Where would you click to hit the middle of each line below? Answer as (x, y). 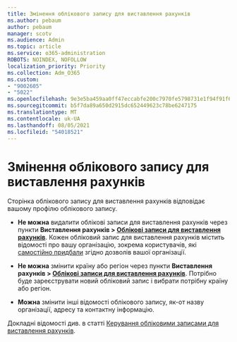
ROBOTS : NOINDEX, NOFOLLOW (47, 60)
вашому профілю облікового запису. (62, 209)
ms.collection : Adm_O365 (44, 73)
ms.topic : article (34, 47)
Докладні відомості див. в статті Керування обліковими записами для (113, 323)
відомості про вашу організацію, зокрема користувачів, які (107, 245)
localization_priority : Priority (56, 66)
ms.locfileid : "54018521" (45, 132)
